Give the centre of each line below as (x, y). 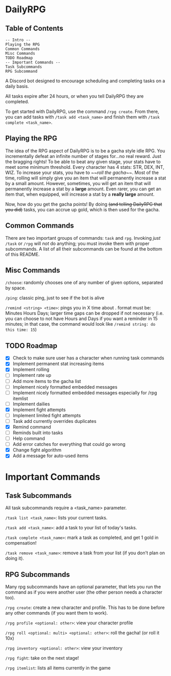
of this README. (22, 254)
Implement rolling (31, 370)
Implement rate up (32, 375)
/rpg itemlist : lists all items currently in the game (58, 668)
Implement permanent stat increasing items (58, 364)
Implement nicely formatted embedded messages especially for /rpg (85, 393)
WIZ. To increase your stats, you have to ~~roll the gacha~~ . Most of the (82, 172)
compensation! (21, 543)
